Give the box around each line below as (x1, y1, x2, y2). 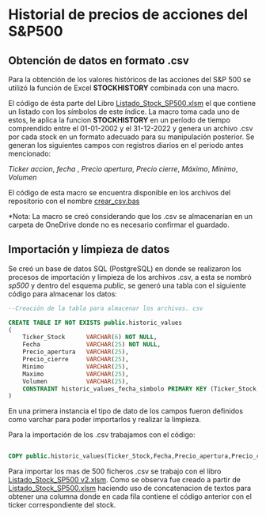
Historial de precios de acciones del (8, 6, 248, 24)
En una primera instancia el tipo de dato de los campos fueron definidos (8, 406, 244, 416)
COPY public (8, 452, 47, 460)
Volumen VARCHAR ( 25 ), (22, 377, 129, 385)
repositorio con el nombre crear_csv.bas (8, 196, 140, 206)
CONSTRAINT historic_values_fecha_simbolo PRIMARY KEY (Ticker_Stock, (22, 385, 260, 393)
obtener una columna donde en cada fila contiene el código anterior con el (8, 492, 252, 501)
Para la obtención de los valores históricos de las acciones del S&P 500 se (8, 75, 252, 84)
